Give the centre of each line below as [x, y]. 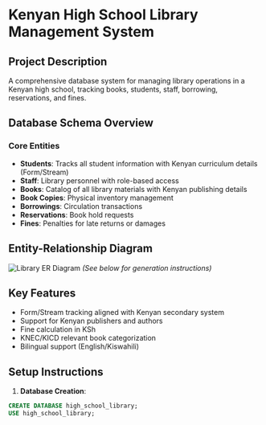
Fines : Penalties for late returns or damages [93, 223]
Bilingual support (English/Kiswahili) [79, 346]
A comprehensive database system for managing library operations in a [127, 81]
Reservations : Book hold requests [77, 215]
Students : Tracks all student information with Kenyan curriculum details [139, 163]
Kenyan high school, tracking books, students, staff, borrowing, [113, 89]
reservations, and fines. [47, 98]
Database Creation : [53, 391]
